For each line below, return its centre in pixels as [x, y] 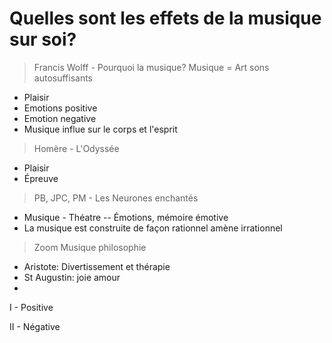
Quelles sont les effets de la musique [165, 18]
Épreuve [41, 178]
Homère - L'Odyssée [76, 148]
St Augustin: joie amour [72, 277]
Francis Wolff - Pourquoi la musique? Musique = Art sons [151, 67]
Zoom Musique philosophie [90, 247]
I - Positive [31, 307]
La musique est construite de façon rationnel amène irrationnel [153, 228]
